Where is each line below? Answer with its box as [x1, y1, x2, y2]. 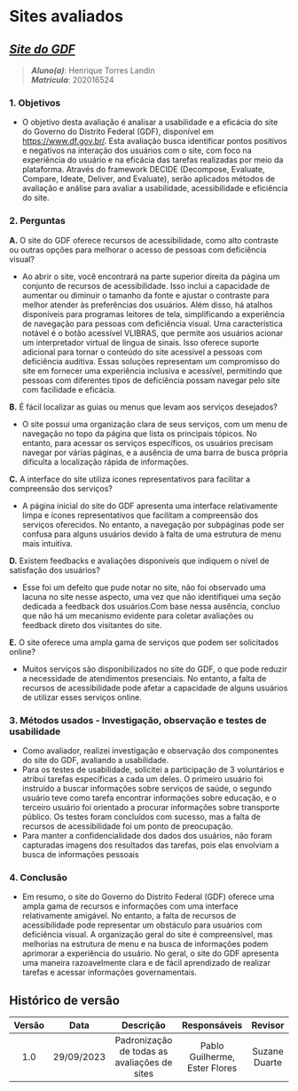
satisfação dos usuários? [9, 564, 100, 575]
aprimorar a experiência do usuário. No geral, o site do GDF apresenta [21, 948, 279, 959]
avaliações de [114, 1056, 173, 1068]
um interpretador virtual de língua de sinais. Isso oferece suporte [21, 337, 260, 347]
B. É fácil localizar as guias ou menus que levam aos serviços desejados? [9, 402, 278, 412]
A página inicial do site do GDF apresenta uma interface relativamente [21, 500, 278, 511]
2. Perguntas [9, 215, 67, 227]
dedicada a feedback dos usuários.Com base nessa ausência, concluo [21, 601, 281, 611]
